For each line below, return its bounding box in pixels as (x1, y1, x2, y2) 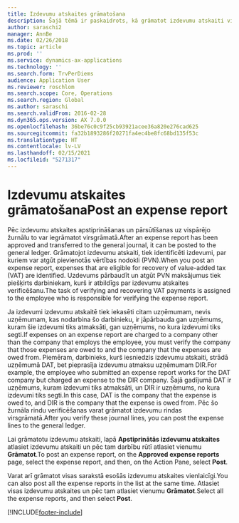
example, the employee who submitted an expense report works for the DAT (7, 368, 231, 376)
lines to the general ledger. (7, 421, 86, 430)
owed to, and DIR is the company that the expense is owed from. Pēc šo (7, 398, 218, 407)
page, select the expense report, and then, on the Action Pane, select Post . (7, 457, 228, 466)
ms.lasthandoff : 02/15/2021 (7, 150, 91, 157)
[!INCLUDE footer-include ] (7, 507, 83, 517)
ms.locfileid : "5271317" (7, 156, 81, 164)
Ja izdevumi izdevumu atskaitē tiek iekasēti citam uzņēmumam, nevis (7, 307, 211, 316)
